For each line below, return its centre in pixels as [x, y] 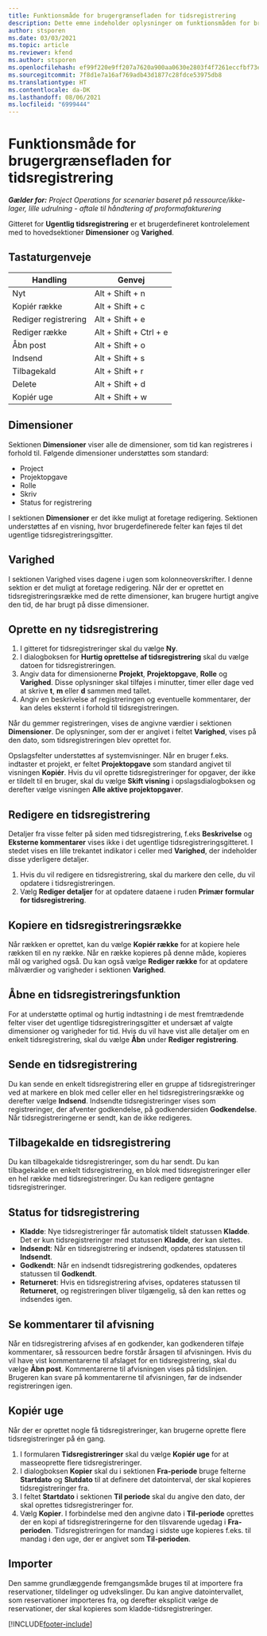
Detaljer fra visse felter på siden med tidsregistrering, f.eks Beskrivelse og [130, 834]
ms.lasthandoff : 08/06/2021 [55, 97]
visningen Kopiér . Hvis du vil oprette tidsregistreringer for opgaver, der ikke [132, 773]
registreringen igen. [41, 1386]
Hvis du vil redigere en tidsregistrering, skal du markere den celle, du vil [137, 875]
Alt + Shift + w [121, 397]
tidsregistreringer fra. [54, 1488]
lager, [18, 209]
